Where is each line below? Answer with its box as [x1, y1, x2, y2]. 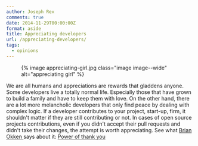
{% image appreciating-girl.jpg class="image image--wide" [21, 64, 168, 71]
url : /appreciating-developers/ [6, 36, 86, 42]
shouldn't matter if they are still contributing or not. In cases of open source [6, 114, 192, 121]
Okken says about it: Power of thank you [6, 133, 106, 140]
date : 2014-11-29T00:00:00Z [6, 20, 76, 26]
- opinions [11, 48, 39, 54]
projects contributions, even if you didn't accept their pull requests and [6, 120, 181, 127]
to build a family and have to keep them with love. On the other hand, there [6, 95, 190, 102]
